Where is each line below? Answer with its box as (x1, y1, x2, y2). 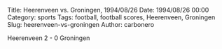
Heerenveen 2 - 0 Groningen (7, 34, 90, 42)
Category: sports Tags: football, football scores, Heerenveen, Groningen (7, 13, 216, 21)
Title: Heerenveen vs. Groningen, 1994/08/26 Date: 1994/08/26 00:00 (7, 6, 209, 14)
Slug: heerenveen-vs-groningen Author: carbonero (7, 21, 155, 28)
